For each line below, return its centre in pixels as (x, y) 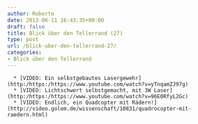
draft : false (26, 26)
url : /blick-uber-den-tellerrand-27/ (62, 46)
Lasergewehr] (122, 78)
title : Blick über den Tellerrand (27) (65, 33)
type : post (23, 40)
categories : (24, 53)
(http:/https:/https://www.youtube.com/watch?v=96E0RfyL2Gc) (98, 96)
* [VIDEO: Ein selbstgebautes (57, 78)
